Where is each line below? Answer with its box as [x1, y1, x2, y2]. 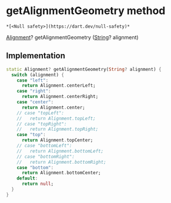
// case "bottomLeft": [16, 143, 72, 148]
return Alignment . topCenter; [21, 137, 93, 143]
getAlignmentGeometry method [6, 4, 166, 18]
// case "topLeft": [16, 110, 65, 116]
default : [16, 175, 38, 181]
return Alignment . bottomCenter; [21, 170, 101, 176]
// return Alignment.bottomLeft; [16, 148, 104, 154]
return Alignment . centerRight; [21, 94, 99, 100]
